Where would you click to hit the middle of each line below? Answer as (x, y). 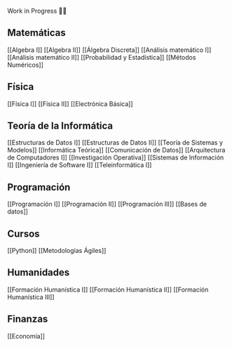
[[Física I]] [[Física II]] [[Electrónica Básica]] (70, 104)
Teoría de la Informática (60, 126)
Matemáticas (37, 33)
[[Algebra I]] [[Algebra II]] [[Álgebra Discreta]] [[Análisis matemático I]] (109, 50)
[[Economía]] (26, 336)
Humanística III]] (31, 297)
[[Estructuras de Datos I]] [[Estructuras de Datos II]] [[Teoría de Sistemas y (115, 143)
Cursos (23, 234)
